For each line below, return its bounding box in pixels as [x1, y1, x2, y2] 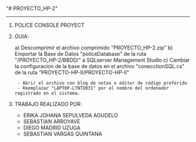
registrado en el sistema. [14, 90, 80, 96]
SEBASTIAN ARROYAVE [23, 118, 80, 125]
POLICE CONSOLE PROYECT [14, 22, 85, 29]
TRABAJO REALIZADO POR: [14, 101, 82, 107]
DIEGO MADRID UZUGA [23, 125, 80, 131]
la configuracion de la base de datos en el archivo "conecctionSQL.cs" [14, 63, 185, 69]
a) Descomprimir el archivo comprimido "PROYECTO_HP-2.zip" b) [14, 44, 173, 51]
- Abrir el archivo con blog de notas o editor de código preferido [17, 80, 188, 86]
